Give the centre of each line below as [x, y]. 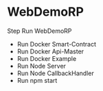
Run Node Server [42, 66]
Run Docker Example [47, 58]
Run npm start [37, 80]
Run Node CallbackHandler [55, 73]
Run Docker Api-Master [50, 51]
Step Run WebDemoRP [39, 31]
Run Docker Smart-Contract [57, 44]
